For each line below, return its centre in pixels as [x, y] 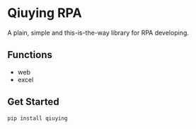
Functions [30, 55]
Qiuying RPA [45, 13]
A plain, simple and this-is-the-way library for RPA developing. [98, 33]
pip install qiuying [38, 118]
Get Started [33, 102]
